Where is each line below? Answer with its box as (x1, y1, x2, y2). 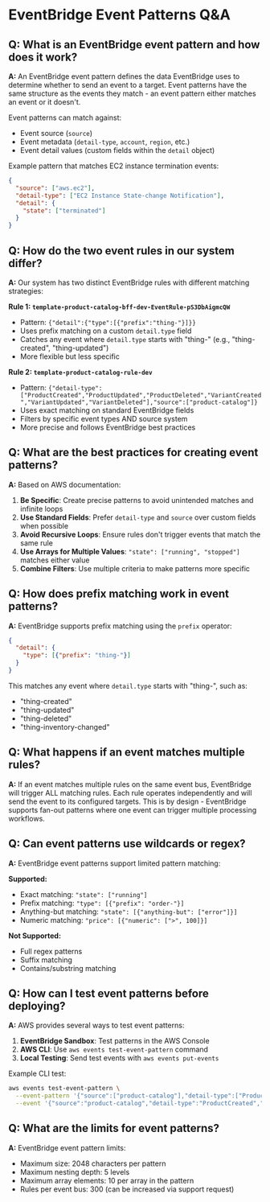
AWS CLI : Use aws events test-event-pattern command (19, 1044, 209, 1055)
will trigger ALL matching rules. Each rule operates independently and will (8, 788, 252, 797)
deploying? (8, 999, 66, 1013)
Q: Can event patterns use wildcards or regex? (8, 837, 247, 850)
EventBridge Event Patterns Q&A (8, 6, 231, 24)
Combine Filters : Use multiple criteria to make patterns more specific (19, 563, 251, 573)
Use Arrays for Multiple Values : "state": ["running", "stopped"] (19, 546, 240, 556)
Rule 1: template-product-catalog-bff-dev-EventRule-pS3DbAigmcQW (8, 302, 231, 311)
